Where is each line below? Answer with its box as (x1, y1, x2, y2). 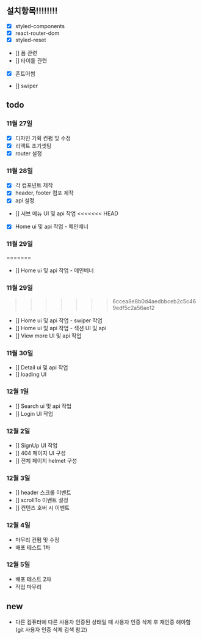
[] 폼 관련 (15, 50, 38, 56)
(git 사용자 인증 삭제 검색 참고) (15, 626, 87, 633)
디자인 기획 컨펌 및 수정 (15, 134, 71, 142)
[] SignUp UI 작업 (15, 441, 58, 449)
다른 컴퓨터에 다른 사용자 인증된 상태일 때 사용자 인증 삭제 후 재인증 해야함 (15, 618, 191, 626)
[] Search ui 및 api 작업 (15, 402, 72, 410)
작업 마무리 (15, 583, 42, 590)
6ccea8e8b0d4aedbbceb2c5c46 (112, 298, 197, 305)
